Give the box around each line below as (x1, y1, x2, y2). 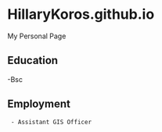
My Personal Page (7, 31, 67, 41)
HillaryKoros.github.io (7, 5, 155, 23)
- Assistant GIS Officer (10, 118, 92, 126)
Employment (7, 98, 71, 111)
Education (7, 54, 59, 67)
